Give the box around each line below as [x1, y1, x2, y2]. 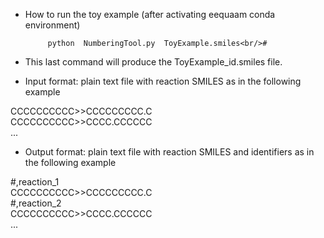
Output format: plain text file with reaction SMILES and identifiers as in [24, 146, 315, 158]
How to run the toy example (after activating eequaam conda [24, 9, 276, 20]
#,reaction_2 [10, 197, 62, 209]
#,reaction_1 [10, 176, 60, 188]
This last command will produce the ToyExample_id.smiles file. [24, 56, 283, 68]
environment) [24, 19, 81, 31]
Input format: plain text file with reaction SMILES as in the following [24, 75, 302, 87]
